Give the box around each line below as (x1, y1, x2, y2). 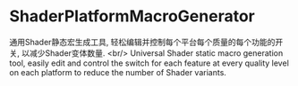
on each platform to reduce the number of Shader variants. (9, 66, 226, 77)
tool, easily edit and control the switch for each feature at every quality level (9, 58, 289, 68)
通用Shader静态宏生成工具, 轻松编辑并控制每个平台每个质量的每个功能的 (9, 36, 276, 47)
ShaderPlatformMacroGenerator (9, 6, 255, 27)
